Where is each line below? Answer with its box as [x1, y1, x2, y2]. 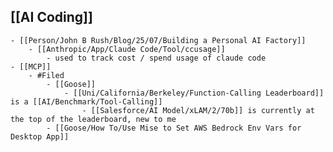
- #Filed [28, 70, 65, 80]
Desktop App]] [10, 131, 70, 142]
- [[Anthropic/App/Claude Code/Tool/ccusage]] [28, 44, 226, 54]
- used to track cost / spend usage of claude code [46, 53, 267, 63]
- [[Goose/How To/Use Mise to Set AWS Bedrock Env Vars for [46, 123, 302, 133]
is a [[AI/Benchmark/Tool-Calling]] [10, 96, 163, 107]
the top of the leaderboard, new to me [10, 114, 177, 124]
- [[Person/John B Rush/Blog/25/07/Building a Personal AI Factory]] [10, 35, 307, 45]
